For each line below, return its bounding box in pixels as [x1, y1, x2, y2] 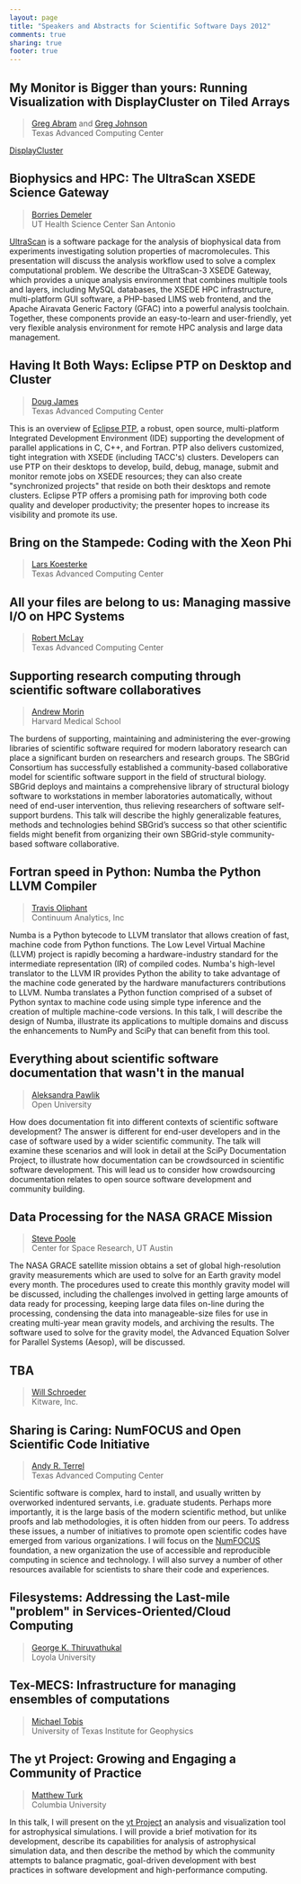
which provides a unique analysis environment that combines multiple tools [9, 274, 288, 285]
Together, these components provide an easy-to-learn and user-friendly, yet [9, 312, 292, 323]
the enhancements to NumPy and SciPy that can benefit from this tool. [9, 1025, 270, 1036]
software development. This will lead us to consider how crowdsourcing [9, 1164, 276, 1175]
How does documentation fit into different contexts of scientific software [9, 1116, 279, 1127]
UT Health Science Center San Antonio [31, 218, 176, 230]
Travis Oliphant [31, 902, 88, 913]
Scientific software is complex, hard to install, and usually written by [9, 1488, 261, 1499]
